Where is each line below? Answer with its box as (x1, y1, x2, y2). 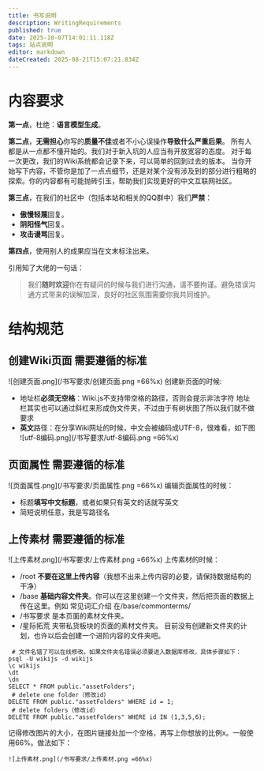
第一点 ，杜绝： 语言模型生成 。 (8, 119, 105, 129)
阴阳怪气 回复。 (19, 219, 69, 229)
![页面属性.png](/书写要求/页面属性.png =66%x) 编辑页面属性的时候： (8, 480, 234, 490)
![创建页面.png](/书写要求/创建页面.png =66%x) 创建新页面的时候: (8, 376, 222, 385)
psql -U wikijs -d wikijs (8, 655, 93, 664)
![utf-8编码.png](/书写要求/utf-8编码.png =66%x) (19, 432, 180, 442)
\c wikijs (8, 662, 41, 670)
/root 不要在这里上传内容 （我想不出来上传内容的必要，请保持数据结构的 (19, 572, 252, 581)
